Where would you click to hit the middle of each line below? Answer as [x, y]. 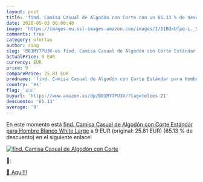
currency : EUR [24, 62]
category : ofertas [29, 40]
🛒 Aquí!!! [17, 172]
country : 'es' [24, 85]
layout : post [23, 12]
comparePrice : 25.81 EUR [37, 74]
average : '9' [23, 107]
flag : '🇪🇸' [21, 90]
